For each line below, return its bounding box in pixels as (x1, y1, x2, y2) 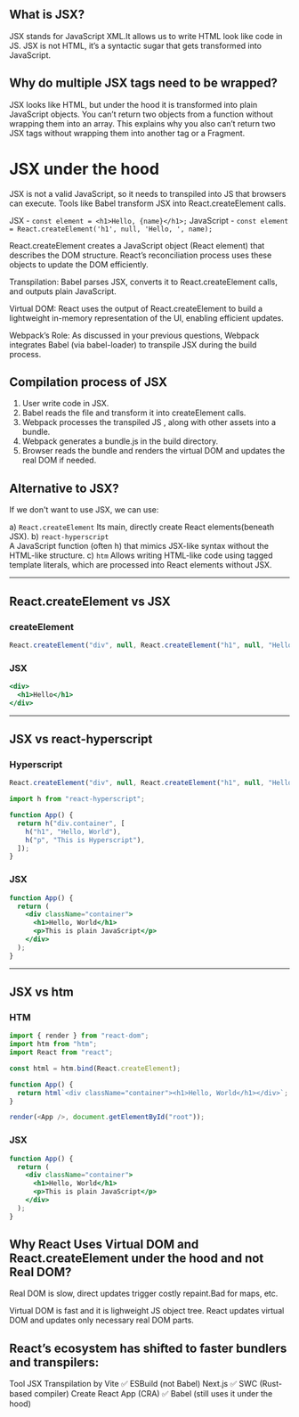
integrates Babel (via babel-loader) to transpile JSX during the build (9, 339, 257, 350)
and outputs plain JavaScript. (9, 285, 117, 297)
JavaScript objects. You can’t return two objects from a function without (9, 109, 274, 119)
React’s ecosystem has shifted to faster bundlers (9, 1340, 287, 1356)
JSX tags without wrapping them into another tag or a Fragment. (9, 127, 246, 138)
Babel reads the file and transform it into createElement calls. (21, 407, 246, 418)
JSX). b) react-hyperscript (9, 531, 109, 542)
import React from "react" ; (9, 1048, 114, 1057)
